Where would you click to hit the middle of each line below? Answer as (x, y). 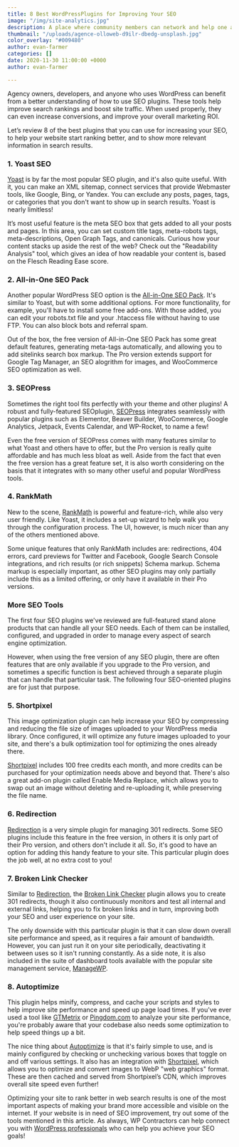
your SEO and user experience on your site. (71, 916)
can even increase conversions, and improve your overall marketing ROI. (114, 116)
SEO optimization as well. (44, 370)
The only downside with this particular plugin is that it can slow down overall (119, 930)
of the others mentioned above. (53, 535)
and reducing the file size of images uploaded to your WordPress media (112, 729)
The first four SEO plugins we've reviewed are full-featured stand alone (112, 620)
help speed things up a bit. (46, 1033)
